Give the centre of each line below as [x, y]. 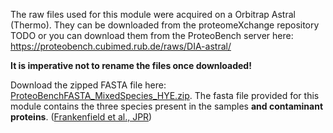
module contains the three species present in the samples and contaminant [167, 106]
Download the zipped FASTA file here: [88, 85]
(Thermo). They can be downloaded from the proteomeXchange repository [165, 25]
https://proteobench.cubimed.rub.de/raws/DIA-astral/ [121, 46]
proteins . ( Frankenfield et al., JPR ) [81, 117]
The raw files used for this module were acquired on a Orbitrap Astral [153, 14]
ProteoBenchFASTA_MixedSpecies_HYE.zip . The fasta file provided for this [165, 95]
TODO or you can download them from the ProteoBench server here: [152, 35]
